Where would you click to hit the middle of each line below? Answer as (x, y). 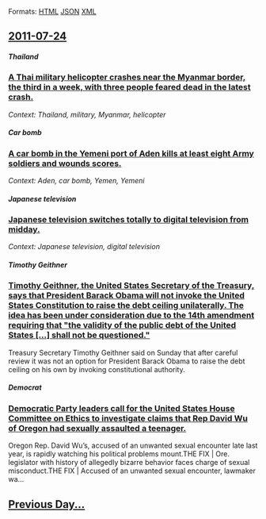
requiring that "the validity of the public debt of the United (122, 325)
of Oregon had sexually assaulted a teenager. (97, 428)
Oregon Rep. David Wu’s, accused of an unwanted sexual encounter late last (133, 446)
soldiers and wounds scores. (65, 163)
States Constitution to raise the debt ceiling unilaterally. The (126, 306)
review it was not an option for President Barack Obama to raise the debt (127, 361)
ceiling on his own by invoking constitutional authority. (97, 369)
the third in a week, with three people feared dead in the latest (129, 87)
